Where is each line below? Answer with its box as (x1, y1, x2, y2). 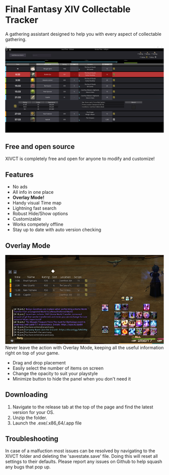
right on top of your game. (5, 350, 60, 356)
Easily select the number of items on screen (12, 365, 104, 371)
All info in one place (12, 189, 54, 195)
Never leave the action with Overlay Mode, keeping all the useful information (5, 344, 164, 350)
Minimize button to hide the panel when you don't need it (12, 376, 131, 382)
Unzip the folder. (12, 414, 47, 420)
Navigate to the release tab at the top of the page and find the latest (12, 404, 153, 410)
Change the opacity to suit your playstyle (12, 370, 98, 377)
